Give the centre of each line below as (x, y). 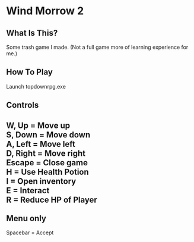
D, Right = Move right (46, 153)
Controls (23, 105)
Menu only (26, 218)
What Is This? (32, 33)
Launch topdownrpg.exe (36, 86)
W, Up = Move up (38, 125)
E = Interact (28, 191)
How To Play (30, 72)
